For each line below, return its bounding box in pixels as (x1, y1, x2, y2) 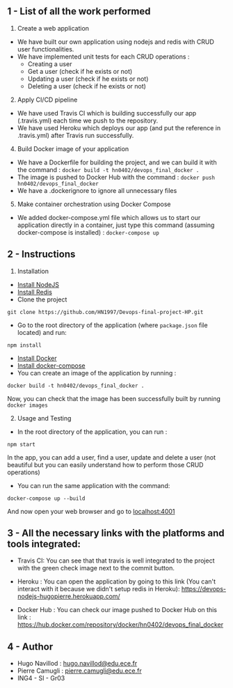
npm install (7, 341, 42, 349)
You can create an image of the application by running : (17, 368, 177, 377)
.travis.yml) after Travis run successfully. (17, 131, 134, 139)
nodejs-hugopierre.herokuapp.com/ (17, 592, 120, 601)
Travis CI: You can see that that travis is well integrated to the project (17, 556, 215, 565)
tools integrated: (7, 538, 81, 550)
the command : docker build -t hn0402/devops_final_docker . (17, 165, 200, 173)
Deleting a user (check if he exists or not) (27, 81, 146, 90)
